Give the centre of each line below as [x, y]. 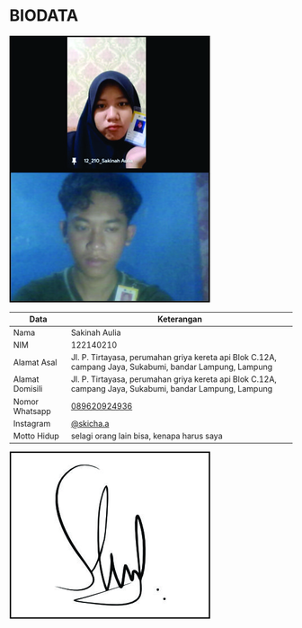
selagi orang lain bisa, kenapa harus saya [147, 436]
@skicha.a [90, 423]
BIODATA [44, 16]
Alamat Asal [35, 362]
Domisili [28, 389]
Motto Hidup [36, 436]
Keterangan [179, 319]
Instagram [32, 423]
